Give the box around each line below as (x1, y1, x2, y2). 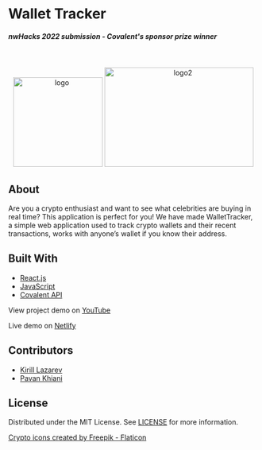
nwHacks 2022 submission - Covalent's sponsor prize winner (8, 31, 218, 41)
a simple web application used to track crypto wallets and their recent (8, 220, 237, 230)
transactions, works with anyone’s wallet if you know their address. (8, 228, 228, 239)
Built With (8, 252, 58, 266)
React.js (19, 273, 47, 282)
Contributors (8, 343, 74, 358)
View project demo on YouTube (8, 305, 111, 315)
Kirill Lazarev (19, 365, 63, 374)
